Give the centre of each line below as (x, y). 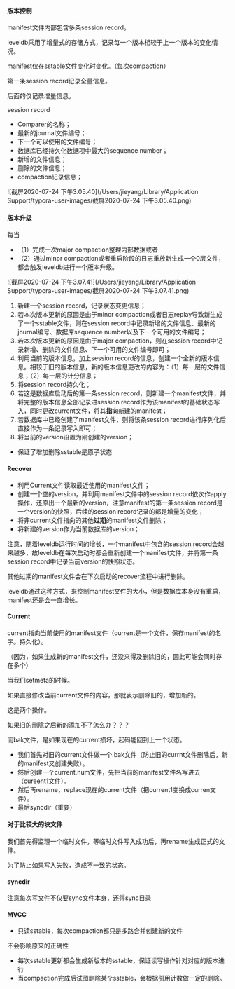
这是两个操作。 (29, 710)
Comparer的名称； (44, 124)
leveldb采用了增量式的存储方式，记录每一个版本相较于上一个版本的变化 (109, 43)
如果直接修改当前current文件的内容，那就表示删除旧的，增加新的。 (104, 695)
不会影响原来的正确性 (38, 946)
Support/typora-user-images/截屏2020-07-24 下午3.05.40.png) (99, 200)
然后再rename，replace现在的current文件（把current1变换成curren (114, 789)
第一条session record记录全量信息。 (59, 81)
